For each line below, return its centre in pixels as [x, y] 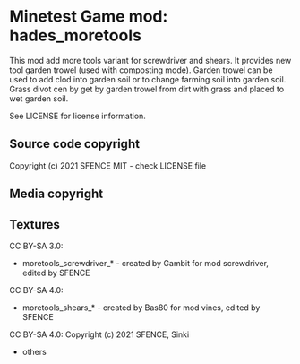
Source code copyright [75, 144]
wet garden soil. [39, 98]
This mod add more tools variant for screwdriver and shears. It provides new [150, 60]
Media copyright [56, 194]
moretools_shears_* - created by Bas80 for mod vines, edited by [141, 308]
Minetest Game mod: [89, 17]
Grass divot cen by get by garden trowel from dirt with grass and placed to [147, 89]
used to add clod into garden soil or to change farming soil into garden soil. [148, 79]
